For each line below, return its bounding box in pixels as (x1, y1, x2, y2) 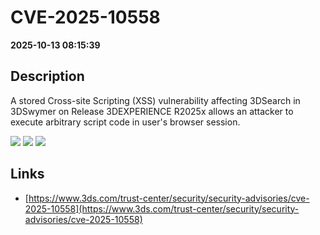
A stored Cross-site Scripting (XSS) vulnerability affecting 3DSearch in (10, 94, 301, 106)
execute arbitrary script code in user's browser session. (10, 116, 241, 128)
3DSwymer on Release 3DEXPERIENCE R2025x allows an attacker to (10, 105, 294, 117)
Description (10, 68, 85, 85)
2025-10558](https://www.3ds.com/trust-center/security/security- (24, 202, 300, 215)
